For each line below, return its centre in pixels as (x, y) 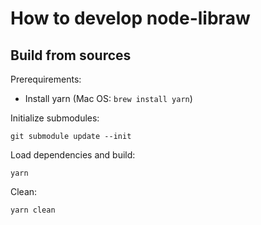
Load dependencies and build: (73, 155)
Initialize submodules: (55, 118)
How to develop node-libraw (130, 18)
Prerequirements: (46, 79)
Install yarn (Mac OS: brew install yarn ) (108, 98)
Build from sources (71, 55)
